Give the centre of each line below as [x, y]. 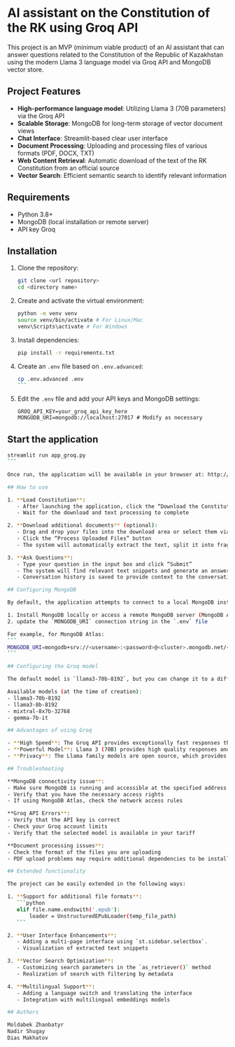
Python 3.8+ [35, 214]
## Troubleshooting [36, 768]
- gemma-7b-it [28, 718]
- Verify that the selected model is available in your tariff [101, 833]
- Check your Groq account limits [58, 827]
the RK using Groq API [73, 28]
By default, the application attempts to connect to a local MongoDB [111, 603]
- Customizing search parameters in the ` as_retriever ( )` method [114, 968]
